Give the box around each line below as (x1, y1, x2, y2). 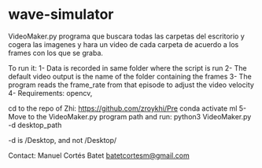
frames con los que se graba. (8, 48, 104, 57)
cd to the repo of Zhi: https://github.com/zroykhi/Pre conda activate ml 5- (8, 104, 246, 113)
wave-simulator (8, 5, 114, 24)
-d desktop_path (8, 120, 62, 130)
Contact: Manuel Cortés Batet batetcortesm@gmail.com (8, 151, 190, 160)
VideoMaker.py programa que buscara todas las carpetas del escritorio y (8, 31, 245, 41)
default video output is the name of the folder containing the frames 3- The (8, 71, 252, 81)
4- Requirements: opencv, (8, 88, 93, 97)
